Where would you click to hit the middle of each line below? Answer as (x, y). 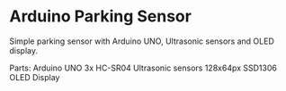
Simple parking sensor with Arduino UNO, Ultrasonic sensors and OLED (142, 41)
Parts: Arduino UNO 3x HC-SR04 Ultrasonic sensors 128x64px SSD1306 (143, 68)
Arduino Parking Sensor (100, 17)
